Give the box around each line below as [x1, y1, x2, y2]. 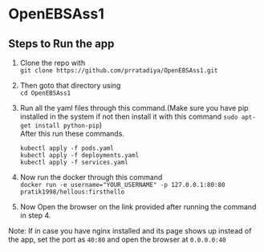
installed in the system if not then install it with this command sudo [19, 112, 238, 121]
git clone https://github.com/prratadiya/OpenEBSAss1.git [19, 67, 218, 75]
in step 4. [19, 210, 51, 220]
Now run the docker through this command [19, 173, 163, 181]
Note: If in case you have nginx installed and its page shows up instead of [8, 226, 252, 235]
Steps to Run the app [8, 37, 115, 51]
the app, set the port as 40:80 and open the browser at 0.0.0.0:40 [8, 234, 226, 244]
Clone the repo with [19, 58, 86, 67]
